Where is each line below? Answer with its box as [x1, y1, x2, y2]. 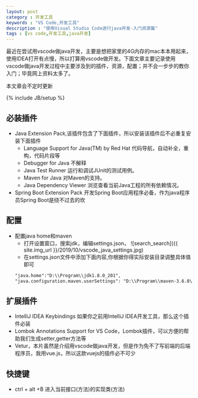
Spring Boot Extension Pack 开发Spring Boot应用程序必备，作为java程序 [14, 189, 190, 196]
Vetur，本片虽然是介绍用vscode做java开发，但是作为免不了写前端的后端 [14, 342, 191, 349]
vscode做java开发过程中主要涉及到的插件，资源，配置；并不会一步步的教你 [6, 63, 190, 70]
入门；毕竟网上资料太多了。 [6, 70, 74, 77]
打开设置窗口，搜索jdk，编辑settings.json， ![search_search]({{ [23, 239, 178, 246]
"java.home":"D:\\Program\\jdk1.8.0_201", [14, 272, 121, 278]
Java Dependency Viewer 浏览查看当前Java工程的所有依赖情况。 [23, 181, 182, 188]
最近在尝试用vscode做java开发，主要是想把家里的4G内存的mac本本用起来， [6, 48, 191, 55]
